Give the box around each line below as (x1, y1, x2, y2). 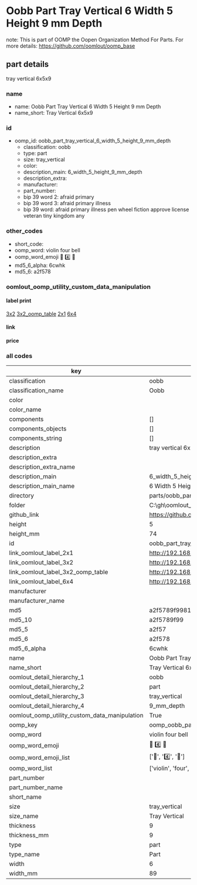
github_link (9, 510, 39, 519)
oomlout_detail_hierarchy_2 (9, 683, 84, 691)
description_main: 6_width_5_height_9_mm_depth (23, 169, 142, 176)
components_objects (9, 425, 67, 433)
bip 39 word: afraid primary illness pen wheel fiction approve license (23, 206, 189, 213)
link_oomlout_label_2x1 (9, 549, 74, 557)
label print (6, 297, 32, 304)
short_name (9, 793, 42, 801)
